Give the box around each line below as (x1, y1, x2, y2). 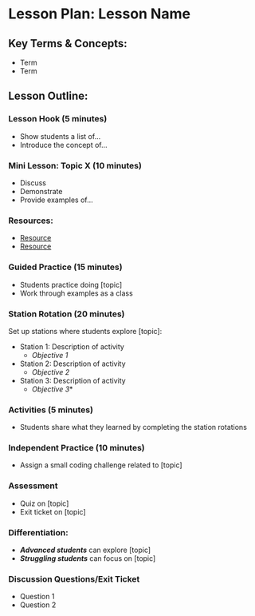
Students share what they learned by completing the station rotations (19, 423, 247, 432)
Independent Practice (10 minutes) (8, 443, 145, 454)
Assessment (8, 480, 58, 491)
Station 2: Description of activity (19, 359, 126, 368)
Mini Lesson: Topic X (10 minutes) (8, 160, 142, 171)
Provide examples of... (19, 195, 93, 205)
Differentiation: (8, 527, 69, 538)
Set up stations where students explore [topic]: (8, 326, 163, 336)
